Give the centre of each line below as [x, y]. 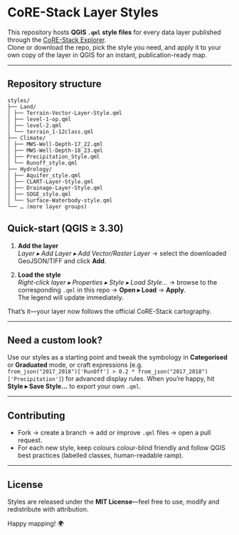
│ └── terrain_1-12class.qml [51, 132]
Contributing [36, 416]
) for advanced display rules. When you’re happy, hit [138, 379]
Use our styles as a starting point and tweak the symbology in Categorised [117, 357]
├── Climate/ [27, 138]
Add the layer [38, 245]
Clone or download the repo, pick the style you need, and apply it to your [115, 47]
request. [30, 440]
